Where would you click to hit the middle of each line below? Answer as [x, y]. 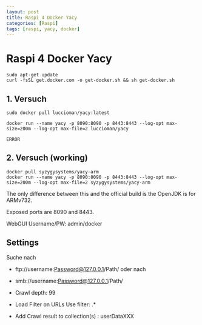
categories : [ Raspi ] [32, 23]
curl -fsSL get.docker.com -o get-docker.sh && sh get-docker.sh [90, 80]
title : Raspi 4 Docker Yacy [42, 18]
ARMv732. [19, 200]
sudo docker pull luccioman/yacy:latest [58, 113]
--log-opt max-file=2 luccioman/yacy [81, 129]
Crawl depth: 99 [35, 292]
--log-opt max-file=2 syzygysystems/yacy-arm [92, 183]
